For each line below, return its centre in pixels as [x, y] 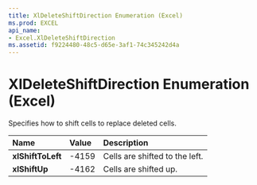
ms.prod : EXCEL [33, 23]
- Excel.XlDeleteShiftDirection [62, 38]
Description [126, 143]
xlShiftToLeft [37, 156]
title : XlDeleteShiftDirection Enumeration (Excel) [95, 15]
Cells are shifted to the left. [153, 156]
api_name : [25, 30]
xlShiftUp [30, 169]
